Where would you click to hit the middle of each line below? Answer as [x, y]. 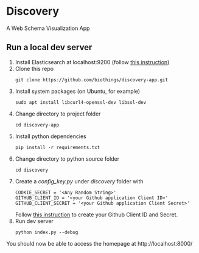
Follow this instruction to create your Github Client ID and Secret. [96, 215]
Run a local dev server [49, 47]
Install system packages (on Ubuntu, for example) [78, 91]
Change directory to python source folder [67, 159]
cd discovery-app [37, 125]
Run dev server [34, 221]
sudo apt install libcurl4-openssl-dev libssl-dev [81, 102]
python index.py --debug [47, 232]
